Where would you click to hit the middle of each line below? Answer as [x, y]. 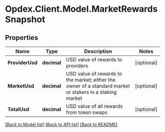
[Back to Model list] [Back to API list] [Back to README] [61, 124]
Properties [22, 38]
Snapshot [25, 19]
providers [77, 66]
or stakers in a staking [91, 92]
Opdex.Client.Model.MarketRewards [82, 9]
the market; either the [91, 80]
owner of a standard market [98, 86]
